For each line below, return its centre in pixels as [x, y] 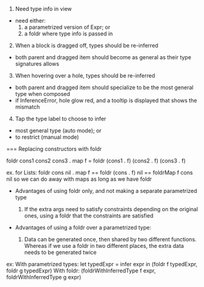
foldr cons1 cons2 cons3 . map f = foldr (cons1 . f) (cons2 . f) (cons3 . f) [96, 161]
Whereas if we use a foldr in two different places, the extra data [104, 246]
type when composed [43, 94]
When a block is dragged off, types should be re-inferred [86, 45]
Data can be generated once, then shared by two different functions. [110, 239]
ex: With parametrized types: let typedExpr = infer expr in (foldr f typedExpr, [102, 264]
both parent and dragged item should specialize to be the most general [104, 87]
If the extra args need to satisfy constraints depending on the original [111, 209]
